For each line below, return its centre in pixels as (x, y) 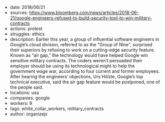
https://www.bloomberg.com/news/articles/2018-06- (84, 13)
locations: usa (24, 93)
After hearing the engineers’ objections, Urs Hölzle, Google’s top (76, 77)
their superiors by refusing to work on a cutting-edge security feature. (82, 50)
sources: (19, 13)
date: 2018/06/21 (27, 7)
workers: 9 (21, 103)
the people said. (27, 87)
